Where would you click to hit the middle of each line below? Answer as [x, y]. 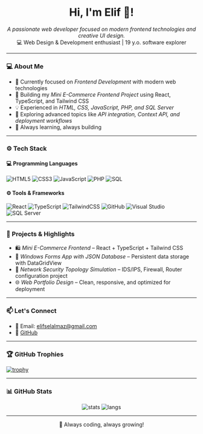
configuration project [41, 275]
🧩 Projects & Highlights [40, 234]
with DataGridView [38, 263]
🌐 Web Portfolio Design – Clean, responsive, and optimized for [93, 282]
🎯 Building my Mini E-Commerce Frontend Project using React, [93, 95]
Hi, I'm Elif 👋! [101, 12]
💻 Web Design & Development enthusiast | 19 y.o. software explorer [101, 42]
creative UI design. [101, 35]
